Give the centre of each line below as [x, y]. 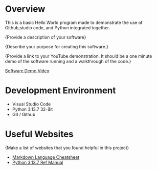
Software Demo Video [27, 71]
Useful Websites [39, 134]
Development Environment [60, 91]
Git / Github [24, 114]
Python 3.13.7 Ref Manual [38, 162]
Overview [25, 9]
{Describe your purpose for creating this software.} [57, 46]
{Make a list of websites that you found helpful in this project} [67, 148]
